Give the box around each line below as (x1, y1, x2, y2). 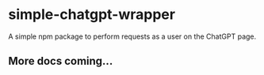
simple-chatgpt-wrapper (8, 6, 176, 24)
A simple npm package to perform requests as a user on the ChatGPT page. (8, 32, 257, 41)
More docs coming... (8, 54, 113, 68)
